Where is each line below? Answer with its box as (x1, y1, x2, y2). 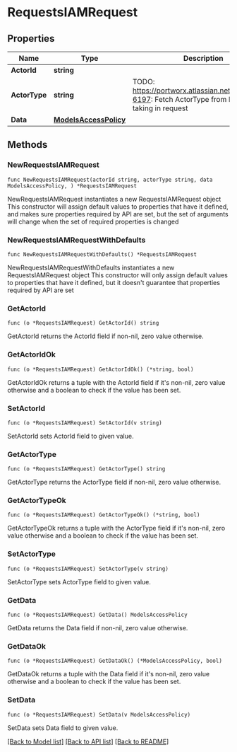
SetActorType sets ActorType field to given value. (7, 577, 152, 586)
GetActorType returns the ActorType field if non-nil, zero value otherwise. (7, 478, 221, 487)
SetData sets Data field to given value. (7, 723, 119, 732)
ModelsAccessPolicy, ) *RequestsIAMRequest (7, 182, 138, 190)
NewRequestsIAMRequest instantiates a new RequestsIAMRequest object (7, 195, 221, 203)
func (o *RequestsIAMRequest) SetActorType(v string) (7, 565, 169, 572)
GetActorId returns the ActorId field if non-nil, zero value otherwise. (7, 332, 205, 340)
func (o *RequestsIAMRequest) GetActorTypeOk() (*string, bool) (7, 511, 200, 519)
